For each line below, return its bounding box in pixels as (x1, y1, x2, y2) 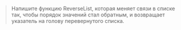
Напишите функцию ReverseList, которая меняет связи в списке (11, 5, 176, 12)
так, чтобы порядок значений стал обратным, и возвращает (11, 11, 165, 18)
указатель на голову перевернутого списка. (11, 18, 125, 24)
